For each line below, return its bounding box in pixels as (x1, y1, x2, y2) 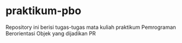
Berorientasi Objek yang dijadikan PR (5, 29, 96, 37)
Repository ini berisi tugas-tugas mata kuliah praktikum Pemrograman (5, 24, 176, 31)
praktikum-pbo (5, 4, 81, 18)
